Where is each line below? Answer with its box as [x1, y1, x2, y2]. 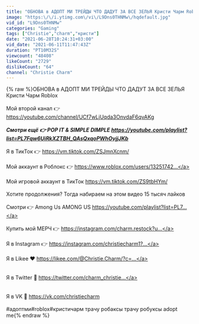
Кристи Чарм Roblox [6, 92, 58, 99]
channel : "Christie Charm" [6, 69, 73, 75]
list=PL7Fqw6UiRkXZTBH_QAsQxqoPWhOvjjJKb [6, 135, 129, 142]
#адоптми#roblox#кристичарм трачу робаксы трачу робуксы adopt [6, 306, 178, 313]
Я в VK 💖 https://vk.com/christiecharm [6, 293, 100, 300]
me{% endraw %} [6, 312, 50, 319]
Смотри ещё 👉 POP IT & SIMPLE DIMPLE [6, 126, 111, 134]
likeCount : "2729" [6, 58, 52, 64]
